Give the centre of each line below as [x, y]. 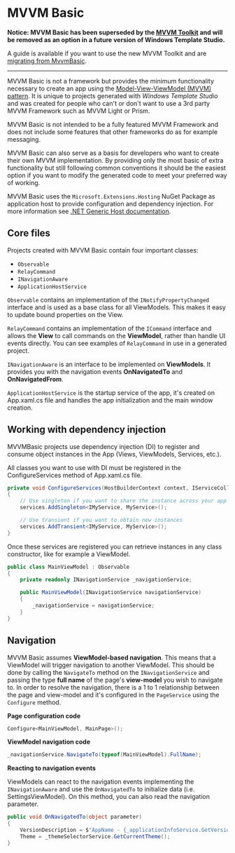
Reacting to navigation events [52, 768]
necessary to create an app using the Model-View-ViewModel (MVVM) [109, 88]
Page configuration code [44, 716]
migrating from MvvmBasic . [47, 60]
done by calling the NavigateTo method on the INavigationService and [108, 672]
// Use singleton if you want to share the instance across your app [123, 501]
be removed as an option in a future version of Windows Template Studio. [116, 39]
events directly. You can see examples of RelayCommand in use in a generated [117, 343]
